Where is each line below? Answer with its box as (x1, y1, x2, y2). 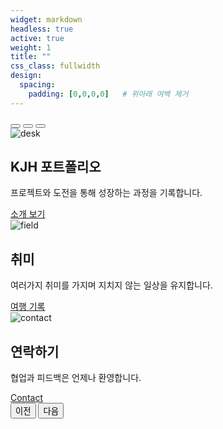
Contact (10, 392, 43, 404)
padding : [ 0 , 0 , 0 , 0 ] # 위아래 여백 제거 (28, 89, 189, 99)
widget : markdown (10, 14, 83, 25)
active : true (10, 33, 65, 43)
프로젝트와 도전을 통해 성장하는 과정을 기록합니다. (10, 187, 203, 199)
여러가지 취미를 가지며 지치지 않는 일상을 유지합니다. (10, 279, 213, 291)
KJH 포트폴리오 (10, 159, 102, 176)
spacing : (19, 80, 56, 90)
